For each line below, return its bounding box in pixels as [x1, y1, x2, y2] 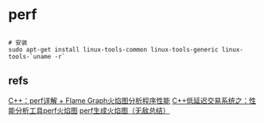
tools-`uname [8, 52, 52, 60]
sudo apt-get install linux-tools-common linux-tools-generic [8, 45, 219, 53]
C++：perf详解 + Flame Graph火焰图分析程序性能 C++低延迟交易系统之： [8, 96, 250, 106]
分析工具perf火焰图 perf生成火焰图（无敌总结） [14, 106, 170, 116]
